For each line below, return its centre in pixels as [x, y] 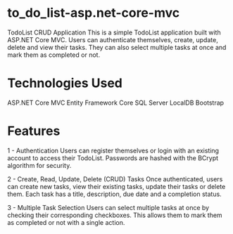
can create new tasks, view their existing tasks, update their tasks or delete [116, 186]
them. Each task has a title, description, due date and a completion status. [114, 194]
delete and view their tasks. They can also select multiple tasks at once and [117, 47]
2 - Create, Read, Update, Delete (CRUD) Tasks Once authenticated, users [115, 179]
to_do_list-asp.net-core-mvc [94, 13]
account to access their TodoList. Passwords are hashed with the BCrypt [113, 158]
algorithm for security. [39, 165]
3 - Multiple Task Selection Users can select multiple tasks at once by [108, 207]
